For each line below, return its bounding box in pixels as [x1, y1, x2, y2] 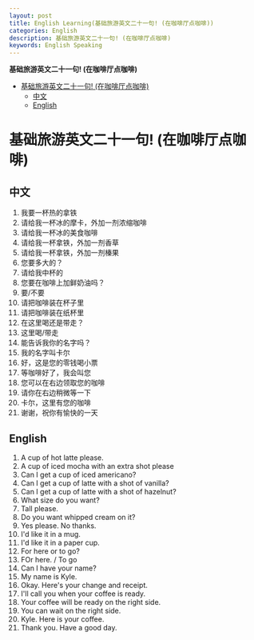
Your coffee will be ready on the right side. [20, 597, 161, 606]
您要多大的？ [20, 258, 63, 268]
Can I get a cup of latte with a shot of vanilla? [20, 478, 170, 488]
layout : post [9, 11, 53, 20]
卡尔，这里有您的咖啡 [20, 398, 91, 408]
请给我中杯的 [20, 268, 63, 278]
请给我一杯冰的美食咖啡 [20, 228, 98, 238]
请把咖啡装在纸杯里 [20, 308, 85, 318]
